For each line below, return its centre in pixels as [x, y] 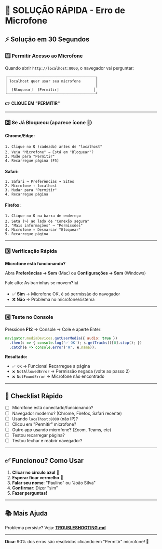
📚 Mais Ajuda [27, 513]
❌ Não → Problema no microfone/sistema [53, 299]
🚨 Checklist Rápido [34, 396]
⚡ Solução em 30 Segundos [47, 39]
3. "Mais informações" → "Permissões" [44, 226]
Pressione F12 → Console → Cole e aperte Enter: [54, 329]
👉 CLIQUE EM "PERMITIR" [33, 103]
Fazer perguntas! [29, 493]
